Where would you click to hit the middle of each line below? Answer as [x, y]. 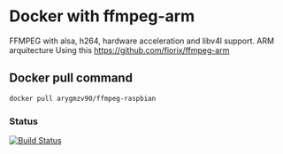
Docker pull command [71, 78]
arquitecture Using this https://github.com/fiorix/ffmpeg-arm [119, 50]
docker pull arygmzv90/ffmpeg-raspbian [83, 98]
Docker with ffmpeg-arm [102, 16]
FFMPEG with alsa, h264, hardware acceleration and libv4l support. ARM [142, 41]
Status [23, 121]
